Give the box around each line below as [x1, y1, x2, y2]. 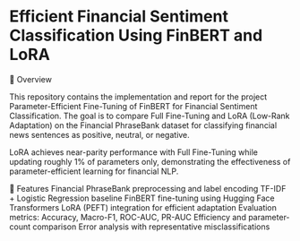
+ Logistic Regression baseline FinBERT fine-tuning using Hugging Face [9, 193, 275, 203]
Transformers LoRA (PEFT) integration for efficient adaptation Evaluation [9, 202, 278, 212]
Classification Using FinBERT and [9, 25, 263, 46]
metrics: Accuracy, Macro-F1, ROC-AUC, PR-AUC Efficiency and [9, 211, 246, 222]
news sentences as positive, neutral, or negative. [9, 129, 190, 140]
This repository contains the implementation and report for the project [9, 91, 268, 102]
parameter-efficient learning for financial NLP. [9, 166, 179, 176]
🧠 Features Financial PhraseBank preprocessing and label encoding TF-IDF [9, 183, 287, 194]
